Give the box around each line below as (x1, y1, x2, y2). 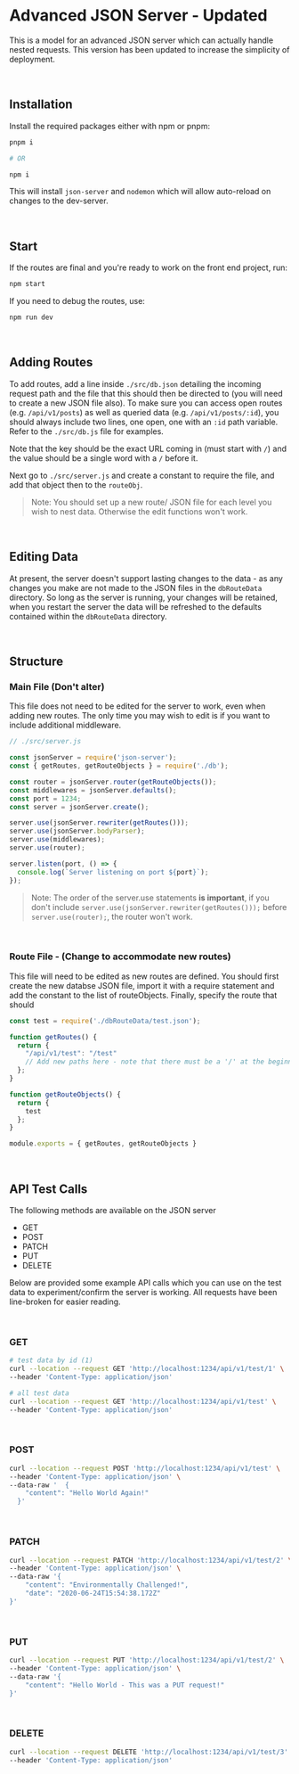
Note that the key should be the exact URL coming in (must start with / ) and (9, 443, 287, 454)
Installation (9, 97, 73, 112)
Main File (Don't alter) (9, 680, 105, 693)
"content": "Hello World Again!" (25, 1489, 149, 1498)
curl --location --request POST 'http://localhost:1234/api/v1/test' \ (9, 1464, 280, 1473)
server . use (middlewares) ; (9, 835, 105, 844)
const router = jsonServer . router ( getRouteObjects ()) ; (9, 777, 217, 786)
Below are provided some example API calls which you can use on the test (9, 1277, 282, 1288)
